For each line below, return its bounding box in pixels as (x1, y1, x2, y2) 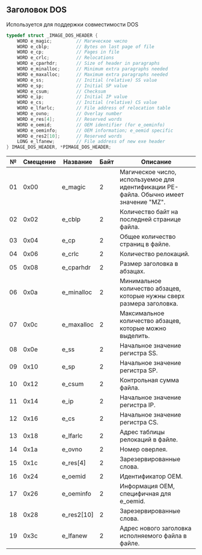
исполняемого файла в (120, 532, 188, 540)
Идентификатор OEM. (120, 472, 183, 480)
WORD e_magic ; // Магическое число (17, 38, 128, 44)
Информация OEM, (120, 482, 176, 491)
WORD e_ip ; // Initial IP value (17, 94, 128, 100)
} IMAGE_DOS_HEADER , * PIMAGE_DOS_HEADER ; (6, 144, 112, 150)
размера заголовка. (120, 299, 179, 308)
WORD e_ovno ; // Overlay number (17, 111, 122, 117)
